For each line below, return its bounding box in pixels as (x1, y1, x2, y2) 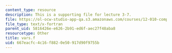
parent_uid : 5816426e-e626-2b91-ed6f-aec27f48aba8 (5, 26, 116, 31)
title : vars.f (5, 36, 36, 41)
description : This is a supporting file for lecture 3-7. (5, 12, 132, 17)
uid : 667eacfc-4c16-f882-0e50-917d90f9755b (5, 40, 100, 45)
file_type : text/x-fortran (5, 21, 63, 27)
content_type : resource (5, 7, 56, 13)
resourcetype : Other (5, 31, 50, 36)
